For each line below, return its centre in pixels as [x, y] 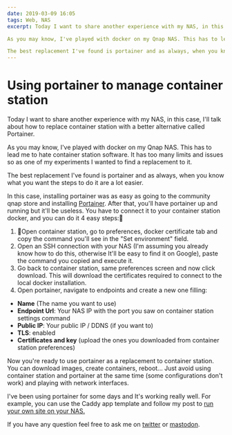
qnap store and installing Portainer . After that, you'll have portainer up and [112, 204]
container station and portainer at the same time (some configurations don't [115, 376]
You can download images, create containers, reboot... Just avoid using [109, 368]
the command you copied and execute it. [75, 261]
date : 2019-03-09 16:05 [41, 13]
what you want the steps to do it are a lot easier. [75, 183]
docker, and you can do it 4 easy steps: [63, 218]
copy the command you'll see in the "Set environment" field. [103, 239]
